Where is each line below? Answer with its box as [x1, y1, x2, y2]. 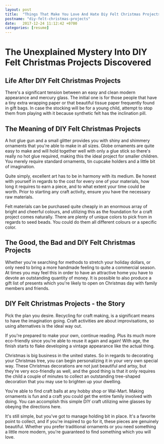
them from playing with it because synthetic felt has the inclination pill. [5, 110, 147, 116]
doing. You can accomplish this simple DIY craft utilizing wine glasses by [5, 398, 151, 404]
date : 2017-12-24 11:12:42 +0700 [5, 21, 78, 26]
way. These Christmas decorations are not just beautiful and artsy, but [5, 363, 146, 368]
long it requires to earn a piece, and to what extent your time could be [5, 183, 145, 189]
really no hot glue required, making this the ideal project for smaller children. [5, 153, 159, 159]
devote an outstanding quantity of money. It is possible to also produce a [5, 275, 152, 281]
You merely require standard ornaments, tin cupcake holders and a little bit [5, 158, 155, 164]
